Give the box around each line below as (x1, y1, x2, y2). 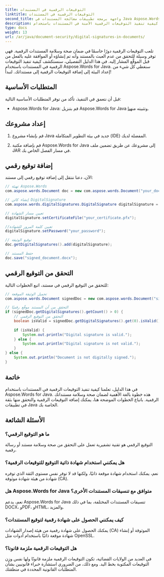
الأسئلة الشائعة (5, 416, 45, 424)
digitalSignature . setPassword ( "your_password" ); (5, 229, 106, 234)
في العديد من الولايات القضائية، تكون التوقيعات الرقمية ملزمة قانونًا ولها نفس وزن (5, 556, 152, 562)
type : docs (5, 25, 27, 30)
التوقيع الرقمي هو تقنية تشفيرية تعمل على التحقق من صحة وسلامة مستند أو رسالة (5, 442, 153, 448)
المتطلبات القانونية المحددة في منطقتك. (5, 566, 77, 572)
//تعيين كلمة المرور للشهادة (5, 224, 53, 229)
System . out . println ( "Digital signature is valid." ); (22, 332, 132, 337)
